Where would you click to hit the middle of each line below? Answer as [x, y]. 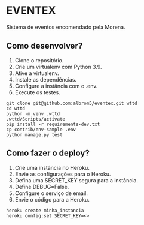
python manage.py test [34, 135]
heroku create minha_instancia [45, 211]
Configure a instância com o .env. [56, 86]
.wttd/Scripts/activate [36, 119]
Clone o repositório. [39, 60]
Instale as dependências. [45, 79]
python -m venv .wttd [33, 114]
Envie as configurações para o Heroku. [63, 174]
